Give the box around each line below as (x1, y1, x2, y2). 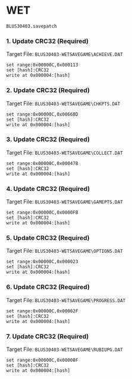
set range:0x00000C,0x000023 (6, 259, 78, 265)
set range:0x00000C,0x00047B (6, 160, 78, 167)
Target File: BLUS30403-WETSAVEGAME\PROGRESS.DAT (6, 296, 126, 303)
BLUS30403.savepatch (6, 23, 58, 29)
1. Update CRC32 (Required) (6, 37, 89, 45)
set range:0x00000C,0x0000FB (6, 209, 78, 216)
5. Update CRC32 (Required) (6, 234, 90, 242)
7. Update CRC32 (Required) (6, 332, 89, 340)
